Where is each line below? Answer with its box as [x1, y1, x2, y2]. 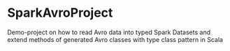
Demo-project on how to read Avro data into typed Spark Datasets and [7, 28, 211, 36]
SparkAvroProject [7, 5, 113, 21]
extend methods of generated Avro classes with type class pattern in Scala [7, 35, 224, 43]
